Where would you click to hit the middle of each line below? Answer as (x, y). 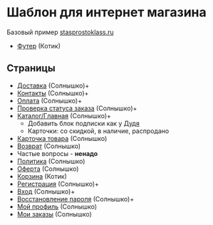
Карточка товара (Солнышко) (62, 138)
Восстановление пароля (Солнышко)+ (76, 199)
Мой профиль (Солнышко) (57, 206)
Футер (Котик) (39, 46)
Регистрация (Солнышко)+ (58, 184)
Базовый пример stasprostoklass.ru (61, 32)
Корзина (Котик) (42, 176)
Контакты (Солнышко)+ (53, 93)
